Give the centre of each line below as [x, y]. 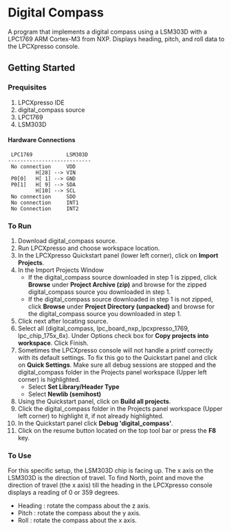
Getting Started [42, 68]
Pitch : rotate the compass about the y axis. [79, 513]
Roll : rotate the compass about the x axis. [77, 521]
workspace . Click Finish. [53, 343]
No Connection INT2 [45, 208]
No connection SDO [43, 196]
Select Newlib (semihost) [65, 394]
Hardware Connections [42, 140]
